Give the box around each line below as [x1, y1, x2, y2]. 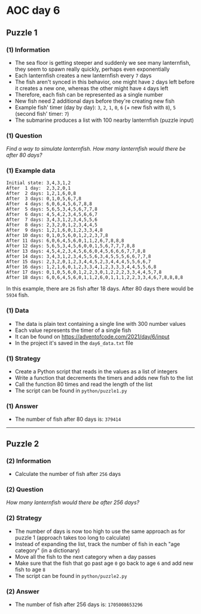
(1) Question [6, 131, 42, 140]
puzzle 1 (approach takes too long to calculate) [14, 534, 130, 541]
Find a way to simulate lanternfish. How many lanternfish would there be [6, 145, 186, 152]
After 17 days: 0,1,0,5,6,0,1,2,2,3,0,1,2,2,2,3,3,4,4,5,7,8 [6, 269, 162, 275]
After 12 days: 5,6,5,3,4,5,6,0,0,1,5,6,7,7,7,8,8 [6, 243, 135, 249]
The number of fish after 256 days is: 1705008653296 [14, 601, 143, 608]
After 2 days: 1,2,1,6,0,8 [6, 190, 77, 197]
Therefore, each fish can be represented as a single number [14, 91, 163, 98]
